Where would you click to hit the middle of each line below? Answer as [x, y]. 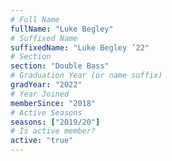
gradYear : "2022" [46, 85]
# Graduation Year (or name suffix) [86, 76]
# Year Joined [40, 94]
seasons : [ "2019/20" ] [55, 122]
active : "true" [42, 141]
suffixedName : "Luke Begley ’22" [80, 47]
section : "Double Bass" [60, 66]
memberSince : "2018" [53, 103]
